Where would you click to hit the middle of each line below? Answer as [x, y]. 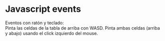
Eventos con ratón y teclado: [35, 23]
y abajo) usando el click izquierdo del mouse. [52, 33]
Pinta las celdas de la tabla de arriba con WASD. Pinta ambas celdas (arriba [83, 28]
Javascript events [43, 9]
